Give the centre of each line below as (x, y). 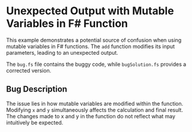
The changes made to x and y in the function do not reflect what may (91, 116)
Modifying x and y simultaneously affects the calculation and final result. (95, 110)
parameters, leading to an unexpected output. (62, 52)
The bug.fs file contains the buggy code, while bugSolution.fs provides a (96, 64)
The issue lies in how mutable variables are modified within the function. (95, 103)
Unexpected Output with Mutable (90, 11)
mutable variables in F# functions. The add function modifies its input (91, 46)
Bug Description (37, 89)
